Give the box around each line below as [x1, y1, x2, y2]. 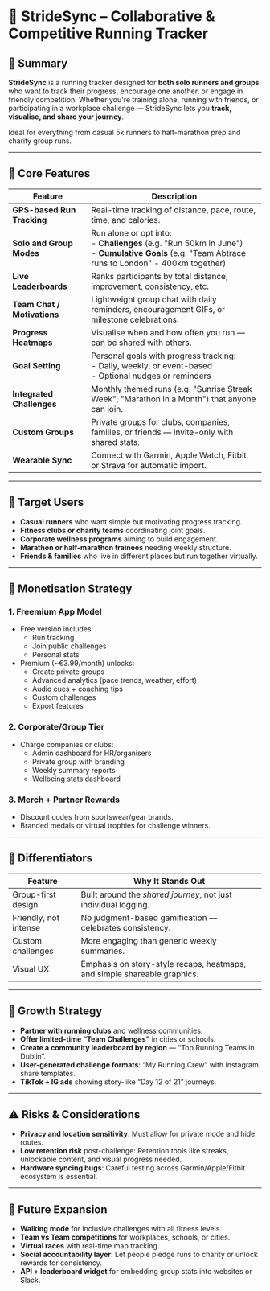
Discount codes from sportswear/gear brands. [19, 812, 174, 821]
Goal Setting [12, 360, 61, 371]
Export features [31, 701, 84, 711]
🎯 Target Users [8, 495, 84, 509]
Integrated [12, 388, 54, 399]
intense [12, 922, 40, 933]
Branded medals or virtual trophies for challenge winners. [19, 820, 211, 830]
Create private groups [31, 667, 105, 676]
